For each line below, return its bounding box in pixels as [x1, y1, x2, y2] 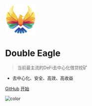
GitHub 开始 [5, 86, 30, 92]
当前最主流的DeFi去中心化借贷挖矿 [17, 64, 88, 70]
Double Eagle [5, 48, 61, 59]
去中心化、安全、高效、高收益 [12, 75, 73, 81]
